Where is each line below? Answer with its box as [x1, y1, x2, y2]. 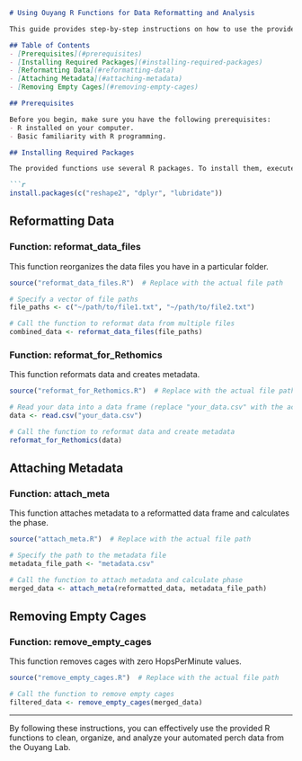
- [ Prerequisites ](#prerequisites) [9, 49, 143, 58]
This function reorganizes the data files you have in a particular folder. [9, 261, 270, 271]
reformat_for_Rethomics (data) [9, 436, 123, 445]
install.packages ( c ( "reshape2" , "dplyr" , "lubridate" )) [9, 189, 223, 198]
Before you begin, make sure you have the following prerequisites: [9, 115, 271, 124]
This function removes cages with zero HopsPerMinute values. [9, 656, 243, 667]
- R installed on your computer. [9, 123, 135, 132]
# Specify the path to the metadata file [9, 551, 167, 561]
